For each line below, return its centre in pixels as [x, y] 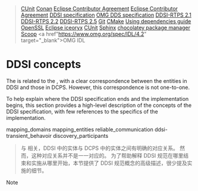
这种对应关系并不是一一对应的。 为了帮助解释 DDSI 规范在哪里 [107, 155]
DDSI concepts [44, 64]
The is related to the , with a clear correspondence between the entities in [97, 81]
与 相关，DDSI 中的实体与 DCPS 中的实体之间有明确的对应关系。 [99, 148]
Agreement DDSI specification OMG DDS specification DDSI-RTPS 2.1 [106, 15]
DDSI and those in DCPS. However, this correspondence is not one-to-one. [98, 87]
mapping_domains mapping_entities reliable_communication [80, 129]
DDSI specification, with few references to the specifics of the [82, 111]
